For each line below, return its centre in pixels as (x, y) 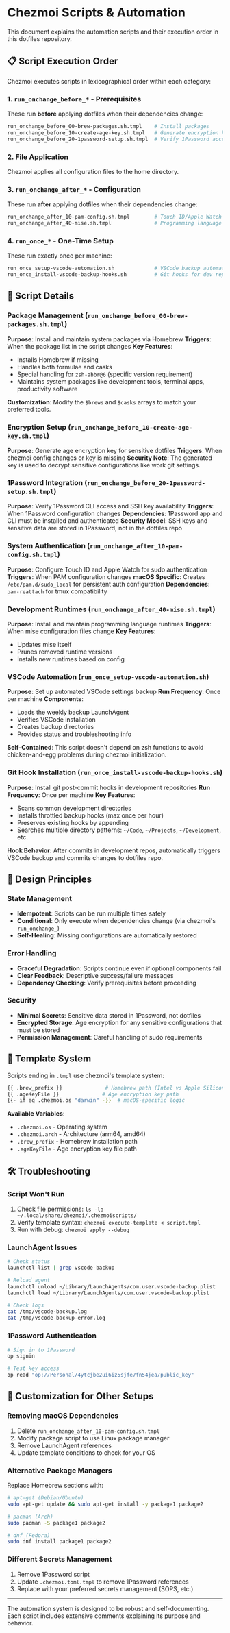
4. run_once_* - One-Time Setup (61, 241)
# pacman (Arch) (30, 1517)
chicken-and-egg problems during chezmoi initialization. (87, 754)
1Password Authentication (52, 1336)
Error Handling (32, 953)
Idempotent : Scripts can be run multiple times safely (91, 913)
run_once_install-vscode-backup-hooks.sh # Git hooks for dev (110, 275)
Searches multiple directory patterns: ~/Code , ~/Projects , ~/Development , (119, 830)
